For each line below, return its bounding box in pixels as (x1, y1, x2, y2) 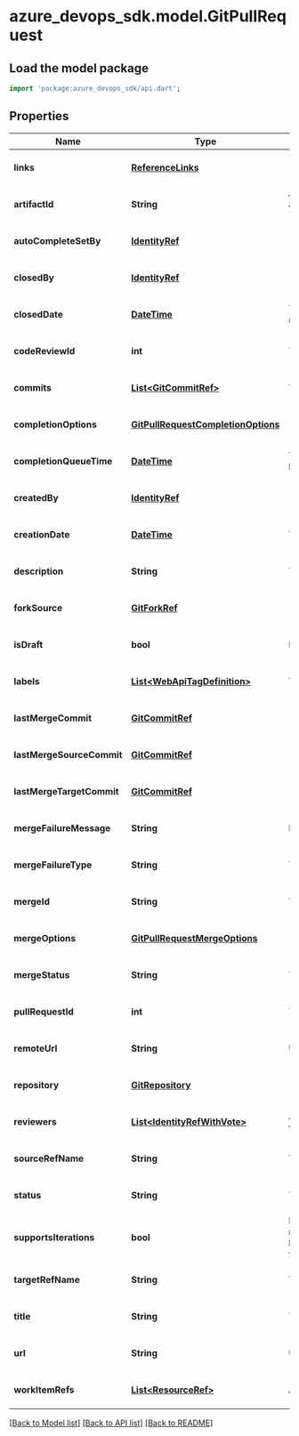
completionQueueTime (13, 455, 113, 467)
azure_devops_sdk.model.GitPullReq (9, 6, 287, 27)
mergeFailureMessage (13, 821, 111, 834)
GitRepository (131, 1078, 191, 1091)
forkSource (13, 601, 63, 614)
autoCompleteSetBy (13, 234, 101, 246)
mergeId (13, 895, 51, 908)
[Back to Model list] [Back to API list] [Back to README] (9, 1417, 214, 1428)
